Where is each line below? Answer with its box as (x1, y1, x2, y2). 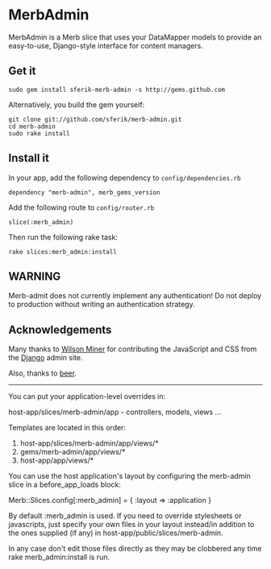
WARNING (8, 269, 61, 283)
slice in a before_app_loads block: (8, 480, 121, 489)
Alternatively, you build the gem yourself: (8, 99, 145, 110)
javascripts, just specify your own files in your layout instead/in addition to (8, 520, 255, 530)
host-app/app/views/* (19, 455, 94, 465)
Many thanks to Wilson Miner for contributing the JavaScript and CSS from (8, 344, 257, 354)
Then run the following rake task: (8, 232, 119, 242)
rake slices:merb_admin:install (8, 247, 117, 255)
